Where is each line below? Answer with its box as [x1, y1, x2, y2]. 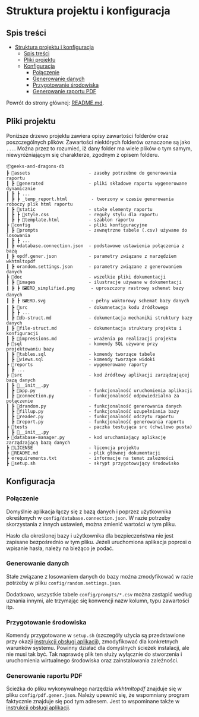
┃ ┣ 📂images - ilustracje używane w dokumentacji [6, 279, 182, 285]
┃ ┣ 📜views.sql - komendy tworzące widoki [6, 356, 156, 362]
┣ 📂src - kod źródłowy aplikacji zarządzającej [6, 372, 190, 378]
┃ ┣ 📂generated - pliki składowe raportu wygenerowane [6, 180, 187, 187]
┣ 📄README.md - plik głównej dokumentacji [6, 450, 161, 456]
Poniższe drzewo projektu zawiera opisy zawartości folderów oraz [6, 132, 169, 139]
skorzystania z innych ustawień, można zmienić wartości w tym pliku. [6, 520, 176, 528]
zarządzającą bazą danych [6, 440, 70, 446]
